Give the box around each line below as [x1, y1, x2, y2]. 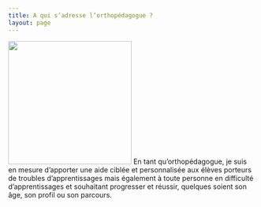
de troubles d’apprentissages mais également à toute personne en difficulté [8, 173, 254, 183]
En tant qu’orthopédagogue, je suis [132, 157, 247, 166]
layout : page [8, 19, 51, 27]
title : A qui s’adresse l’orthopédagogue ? [8, 11, 154, 20]
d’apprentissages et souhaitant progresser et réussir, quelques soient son [8, 182, 247, 191]
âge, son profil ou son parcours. [8, 190, 113, 199]
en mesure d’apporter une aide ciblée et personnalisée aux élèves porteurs [8, 164, 252, 174]
